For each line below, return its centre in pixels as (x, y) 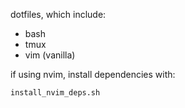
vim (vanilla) (50, 55)
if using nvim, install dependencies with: (93, 74)
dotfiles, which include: (58, 14)
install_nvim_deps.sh (55, 93)
